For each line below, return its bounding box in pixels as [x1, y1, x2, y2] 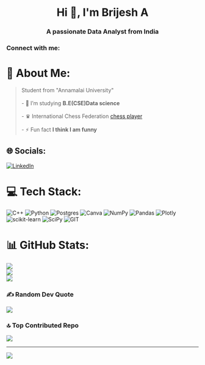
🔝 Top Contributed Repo [6, 321, 79, 330]
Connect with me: [6, 44, 60, 53]
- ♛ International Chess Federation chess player [21, 112, 143, 120]
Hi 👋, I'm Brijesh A [56, 6, 149, 20]
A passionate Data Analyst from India [46, 28, 159, 36]
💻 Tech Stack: [6, 185, 82, 198]
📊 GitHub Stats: [6, 238, 90, 252]
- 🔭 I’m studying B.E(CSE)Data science [21, 99, 120, 106]
